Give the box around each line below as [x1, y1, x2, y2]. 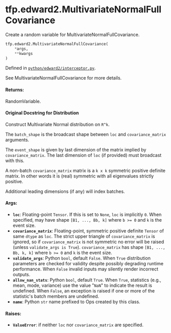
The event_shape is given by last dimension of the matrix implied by [5, 146, 146, 152]
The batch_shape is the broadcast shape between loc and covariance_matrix [5, 131, 166, 137]
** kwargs [14, 51, 33, 56]
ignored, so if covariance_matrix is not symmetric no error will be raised [12, 239, 164, 245]
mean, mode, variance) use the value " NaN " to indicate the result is [12, 282, 152, 288]
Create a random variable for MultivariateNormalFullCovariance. [5, 31, 140, 37]
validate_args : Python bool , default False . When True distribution [12, 255, 151, 261]
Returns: [5, 87, 25, 93]
